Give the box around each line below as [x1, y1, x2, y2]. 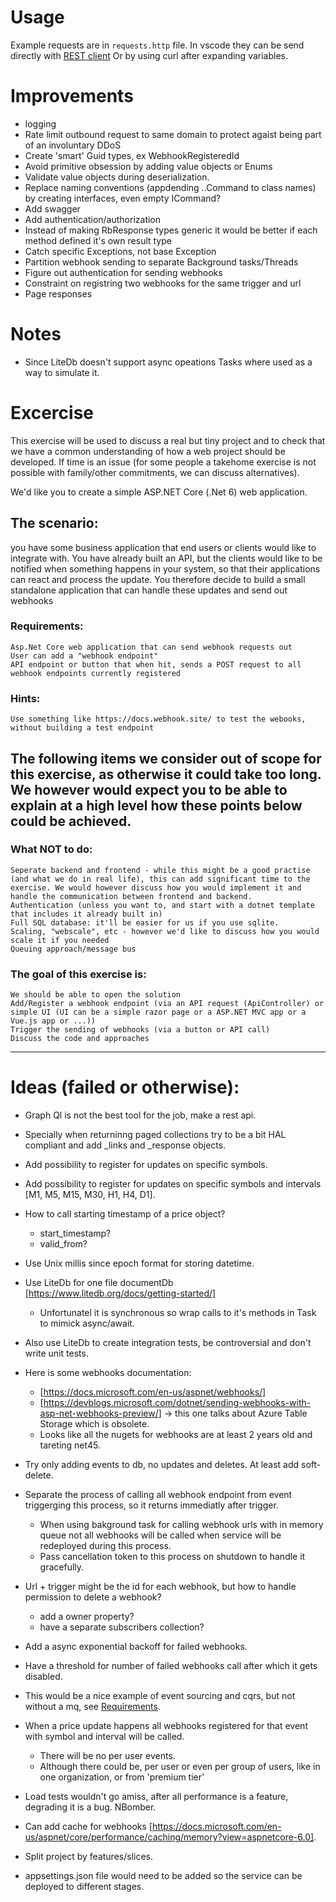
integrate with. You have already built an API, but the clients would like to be [10, 552, 323, 564]
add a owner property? [39, 1611, 135, 1623]
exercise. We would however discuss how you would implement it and [10, 882, 302, 893]
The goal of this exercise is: [10, 967, 147, 981]
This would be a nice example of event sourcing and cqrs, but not [24, 1690, 296, 1702]
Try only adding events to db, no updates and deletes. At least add [24, 1459, 300, 1471]
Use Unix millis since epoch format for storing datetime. [24, 1257, 255, 1270]
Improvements [10, 85, 134, 108]
